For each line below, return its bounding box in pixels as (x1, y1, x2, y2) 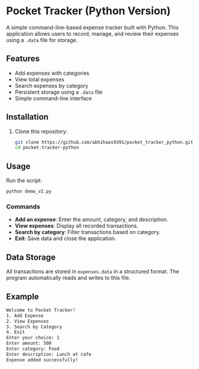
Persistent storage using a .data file (14, 88, 103, 96)
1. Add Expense (6, 313, 44, 318)
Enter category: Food (6, 346, 60, 352)
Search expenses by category (14, 82, 89, 89)
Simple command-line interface (14, 94, 92, 102)
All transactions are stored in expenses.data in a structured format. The (6, 268, 179, 275)
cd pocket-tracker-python (14, 144, 79, 151)
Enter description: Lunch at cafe (6, 351, 92, 357)
